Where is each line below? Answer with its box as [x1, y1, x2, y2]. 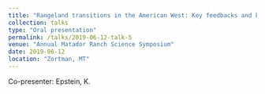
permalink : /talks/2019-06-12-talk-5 [8, 33, 132, 42]
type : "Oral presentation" [8, 26, 97, 34]
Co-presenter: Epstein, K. [8, 76, 91, 86]
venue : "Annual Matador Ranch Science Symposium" [8, 41, 175, 49]
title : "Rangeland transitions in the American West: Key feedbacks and [8, 11, 252, 20]
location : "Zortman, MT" [8, 56, 90, 63]
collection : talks [8, 19, 69, 27]
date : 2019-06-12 [8, 48, 65, 56]
